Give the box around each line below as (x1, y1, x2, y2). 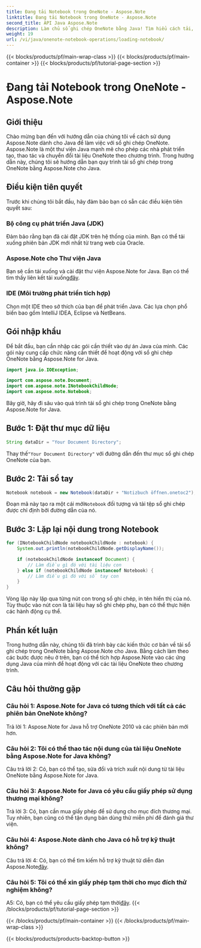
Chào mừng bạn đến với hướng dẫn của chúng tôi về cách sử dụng (6, 133, 170, 140)
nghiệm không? (6, 885, 53, 893)
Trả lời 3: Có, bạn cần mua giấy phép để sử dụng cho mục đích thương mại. (6, 808, 192, 815)
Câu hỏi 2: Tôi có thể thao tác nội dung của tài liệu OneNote (6, 744, 181, 753)
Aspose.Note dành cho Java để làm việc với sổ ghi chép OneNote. (6, 139, 170, 146)
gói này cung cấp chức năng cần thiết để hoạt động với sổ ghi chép (6, 349, 173, 356)
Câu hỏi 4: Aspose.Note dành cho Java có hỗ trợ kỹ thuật (6, 835, 175, 844)
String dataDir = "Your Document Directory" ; (6, 439, 121, 445)
